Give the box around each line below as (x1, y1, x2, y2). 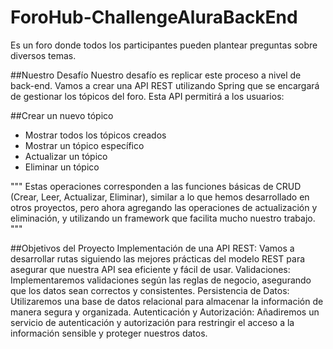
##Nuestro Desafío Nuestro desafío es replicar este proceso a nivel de (10, 69, 302, 81)
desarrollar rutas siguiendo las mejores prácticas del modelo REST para (10, 252, 306, 265)
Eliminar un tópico (24, 161, 100, 173)
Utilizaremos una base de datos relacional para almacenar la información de (10, 295, 324, 307)
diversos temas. (10, 49, 77, 61)
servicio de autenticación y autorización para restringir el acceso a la (10, 316, 295, 328)
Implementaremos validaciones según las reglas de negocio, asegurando (10, 274, 312, 286)
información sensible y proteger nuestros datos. (10, 327, 208, 339)
